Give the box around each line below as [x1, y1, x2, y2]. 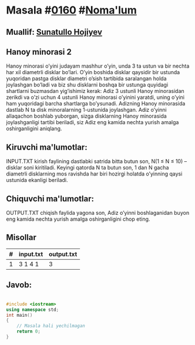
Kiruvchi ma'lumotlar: [6, 142, 88, 152]
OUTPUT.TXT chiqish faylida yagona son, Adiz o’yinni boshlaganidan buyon [6, 210, 190, 217]
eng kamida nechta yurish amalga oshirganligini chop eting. [6, 215, 150, 223]
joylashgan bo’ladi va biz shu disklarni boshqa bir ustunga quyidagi [6, 81, 169, 88]
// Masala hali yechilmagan [16, 323, 85, 329]
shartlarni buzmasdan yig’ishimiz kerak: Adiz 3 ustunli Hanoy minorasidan [6, 88, 185, 95]
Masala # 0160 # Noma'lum [6, 4, 137, 17]
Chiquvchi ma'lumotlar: [6, 194, 94, 204]
